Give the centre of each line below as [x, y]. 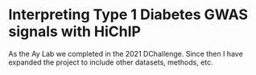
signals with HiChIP [74, 32]
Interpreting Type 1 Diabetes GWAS [128, 15]
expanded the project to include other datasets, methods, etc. [111, 62]
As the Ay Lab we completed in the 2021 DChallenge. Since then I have [126, 53]
